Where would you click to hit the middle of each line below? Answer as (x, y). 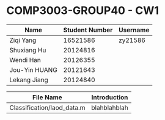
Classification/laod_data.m (47, 107)
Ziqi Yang (23, 40)
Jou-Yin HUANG (34, 69)
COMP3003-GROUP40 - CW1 (83, 11)
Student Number (88, 30)
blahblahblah (110, 107)
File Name (47, 97)
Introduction (110, 97)
